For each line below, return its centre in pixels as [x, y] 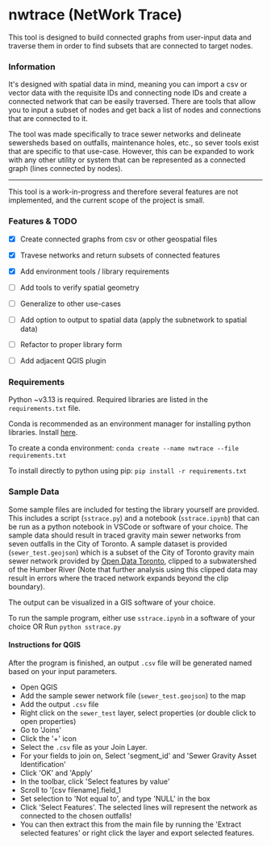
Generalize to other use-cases [70, 304]
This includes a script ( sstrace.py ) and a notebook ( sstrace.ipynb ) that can [134, 517]
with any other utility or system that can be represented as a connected [127, 160]
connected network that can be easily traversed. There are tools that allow [132, 102]
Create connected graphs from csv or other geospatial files [119, 239]
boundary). [27, 586]
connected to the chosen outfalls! [76, 815]
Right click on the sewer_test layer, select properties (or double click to [138, 713]
